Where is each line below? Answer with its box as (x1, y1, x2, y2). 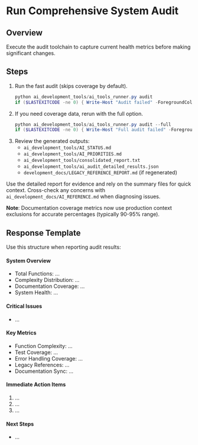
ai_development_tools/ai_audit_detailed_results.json (23, 164, 159, 170)
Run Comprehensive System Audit (6, 4, 179, 18)
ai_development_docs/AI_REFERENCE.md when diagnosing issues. (6, 193, 161, 200)
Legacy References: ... (14, 361, 70, 368)
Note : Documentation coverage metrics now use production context (6, 204, 173, 212)
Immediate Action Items (6, 381, 66, 388)
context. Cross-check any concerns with (6, 187, 105, 194)
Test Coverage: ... (14, 349, 58, 356)
